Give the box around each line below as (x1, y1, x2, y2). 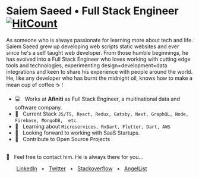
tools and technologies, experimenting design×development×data (6, 61, 168, 69)
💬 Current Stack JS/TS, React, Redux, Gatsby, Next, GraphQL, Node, (14, 110, 189, 117)
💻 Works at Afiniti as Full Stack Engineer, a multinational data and (14, 95, 180, 102)
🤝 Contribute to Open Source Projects (14, 135, 110, 142)
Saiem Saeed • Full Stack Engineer (6, 4, 179, 18)
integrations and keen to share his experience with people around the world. (6, 68, 193, 75)
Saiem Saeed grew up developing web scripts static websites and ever (6, 43, 179, 50)
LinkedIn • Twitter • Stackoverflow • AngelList (16, 165, 147, 172)
